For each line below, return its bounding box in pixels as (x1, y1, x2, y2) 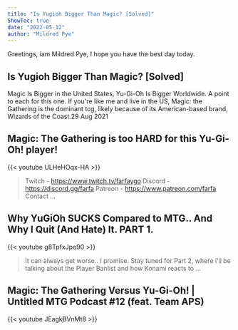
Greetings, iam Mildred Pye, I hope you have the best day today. (7, 50, 195, 58)
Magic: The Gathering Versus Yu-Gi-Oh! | (7, 284, 195, 297)
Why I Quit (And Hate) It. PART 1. (7, 224, 154, 236)
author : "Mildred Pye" (7, 30, 75, 38)
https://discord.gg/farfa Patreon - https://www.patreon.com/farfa (24, 184, 217, 192)
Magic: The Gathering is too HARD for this (7, 133, 197, 145)
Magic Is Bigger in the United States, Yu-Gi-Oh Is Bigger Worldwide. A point (7, 90, 229, 98)
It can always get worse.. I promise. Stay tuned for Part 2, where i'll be (24, 256, 232, 264)
